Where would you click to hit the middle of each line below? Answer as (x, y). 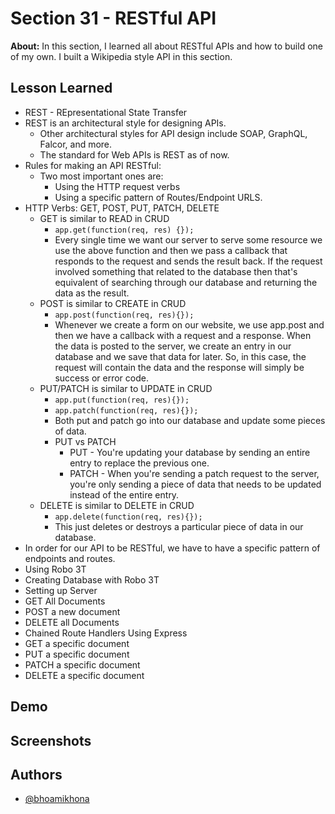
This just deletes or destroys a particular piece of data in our (179, 526)
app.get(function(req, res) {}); (124, 230)
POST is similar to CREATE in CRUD (113, 303)
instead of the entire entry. (124, 494)
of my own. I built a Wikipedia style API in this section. (121, 56)
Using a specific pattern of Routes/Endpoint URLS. (158, 197)
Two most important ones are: (101, 176)
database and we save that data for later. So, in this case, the (180, 356)
